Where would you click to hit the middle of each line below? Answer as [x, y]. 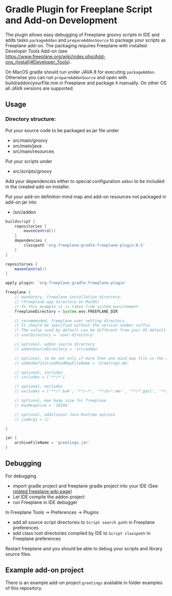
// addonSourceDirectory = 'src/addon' [57, 349]
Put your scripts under [29, 161]
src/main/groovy [30, 140]
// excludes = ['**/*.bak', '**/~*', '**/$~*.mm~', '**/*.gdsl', [86, 391]
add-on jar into [21, 202]
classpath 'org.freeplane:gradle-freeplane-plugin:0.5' [84, 245]
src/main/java [27, 146]
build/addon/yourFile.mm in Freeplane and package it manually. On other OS [86, 83]
